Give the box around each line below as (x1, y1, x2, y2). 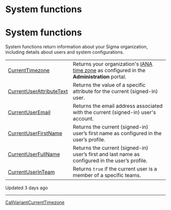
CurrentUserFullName (8, 151, 60, 158)
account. (73, 115, 94, 123)
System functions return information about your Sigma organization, (5, 44, 148, 50)
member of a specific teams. (73, 172, 141, 179)
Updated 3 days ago (5, 185, 48, 191)
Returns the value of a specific (73, 81, 146, 88)
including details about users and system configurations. (5, 49, 124, 55)
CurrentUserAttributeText (8, 88, 68, 95)
